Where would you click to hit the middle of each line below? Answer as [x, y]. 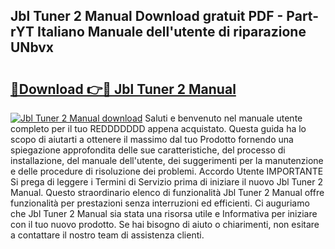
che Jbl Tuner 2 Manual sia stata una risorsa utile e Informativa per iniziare [164, 213]
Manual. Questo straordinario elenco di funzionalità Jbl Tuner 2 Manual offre [167, 192]
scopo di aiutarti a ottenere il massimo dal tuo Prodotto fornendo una [152, 139]
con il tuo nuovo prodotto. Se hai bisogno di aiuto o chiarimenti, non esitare [165, 224]
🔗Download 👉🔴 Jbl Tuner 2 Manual [123, 89]
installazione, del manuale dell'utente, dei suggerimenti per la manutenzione [167, 160]
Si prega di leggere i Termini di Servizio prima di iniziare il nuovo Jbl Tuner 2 [166, 182]
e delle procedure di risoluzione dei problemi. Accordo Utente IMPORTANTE [167, 171]
